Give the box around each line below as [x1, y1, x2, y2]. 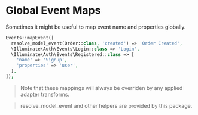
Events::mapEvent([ [5, 35, 54, 41]
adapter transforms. [20, 91, 70, 98]
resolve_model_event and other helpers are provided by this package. [20, 102, 193, 109]
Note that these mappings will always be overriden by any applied [20, 84, 183, 91]
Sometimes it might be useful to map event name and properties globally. [5, 23, 186, 30]
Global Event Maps [5, 4, 101, 17]
